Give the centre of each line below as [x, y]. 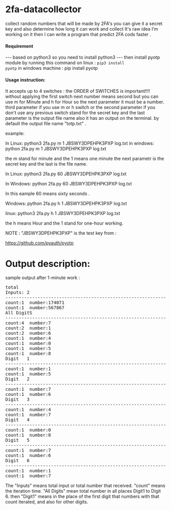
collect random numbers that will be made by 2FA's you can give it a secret [84, 23]
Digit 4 [17, 420]
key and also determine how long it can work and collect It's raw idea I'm [82, 29]
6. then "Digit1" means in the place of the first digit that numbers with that [82, 496]
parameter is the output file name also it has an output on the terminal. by [82, 118]
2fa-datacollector [43, 9]
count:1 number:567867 [35, 308]
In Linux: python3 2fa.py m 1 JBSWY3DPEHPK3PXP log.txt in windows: [80, 143]
